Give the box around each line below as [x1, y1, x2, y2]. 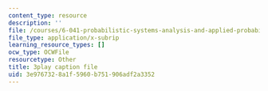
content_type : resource [8, 11, 88, 20]
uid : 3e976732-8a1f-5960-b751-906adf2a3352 [8, 70, 156, 78]
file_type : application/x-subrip [8, 33, 120, 42]
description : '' [8, 19, 62, 27]
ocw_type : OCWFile [8, 48, 69, 56]
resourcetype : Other [8, 56, 77, 64]
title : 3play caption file [8, 63, 98, 71]
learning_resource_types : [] [8, 41, 105, 49]
